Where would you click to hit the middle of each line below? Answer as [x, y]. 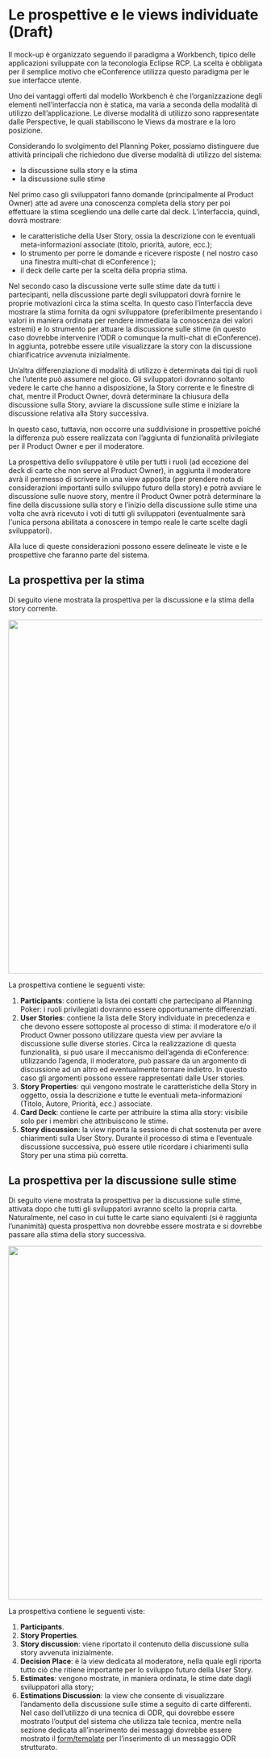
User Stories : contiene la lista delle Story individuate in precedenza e [135, 1017]
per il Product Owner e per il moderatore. [77, 446]
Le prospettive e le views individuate [133, 15]
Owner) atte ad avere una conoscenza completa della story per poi [119, 203]
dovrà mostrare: [35, 220]
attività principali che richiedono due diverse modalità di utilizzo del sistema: [135, 154]
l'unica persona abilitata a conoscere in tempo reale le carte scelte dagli [128, 522]
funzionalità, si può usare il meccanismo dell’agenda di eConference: [134, 1052]
